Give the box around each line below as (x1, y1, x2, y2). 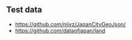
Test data (6, 5, 42, 15)
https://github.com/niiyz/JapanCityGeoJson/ (14, 20, 126, 27)
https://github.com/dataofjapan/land (14, 27, 105, 34)
